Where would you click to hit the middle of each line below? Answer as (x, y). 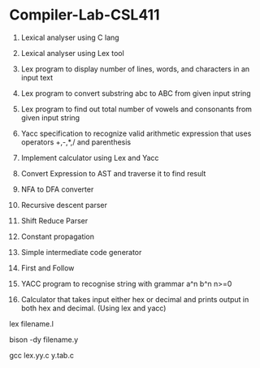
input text (37, 77)
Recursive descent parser (64, 205)
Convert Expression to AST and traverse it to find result (113, 173)
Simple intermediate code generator (81, 252)
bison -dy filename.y (44, 340)
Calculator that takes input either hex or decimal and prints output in (135, 299)
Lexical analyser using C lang (70, 37)
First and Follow (48, 268)
